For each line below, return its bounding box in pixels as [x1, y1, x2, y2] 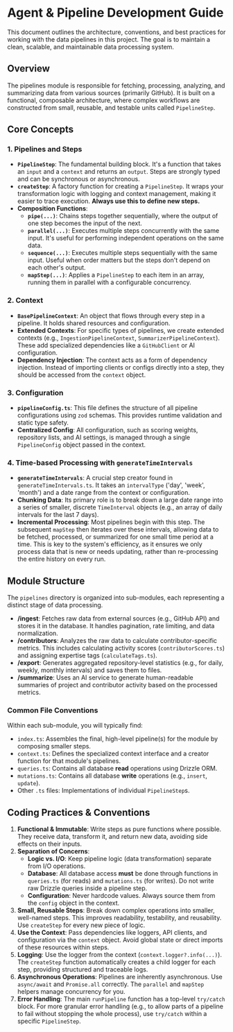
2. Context [7, 295, 44, 305]
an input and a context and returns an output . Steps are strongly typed [17, 167, 221, 176]
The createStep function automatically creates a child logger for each [17, 958, 216, 967]
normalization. [17, 629, 59, 637]
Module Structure [7, 575, 85, 587]
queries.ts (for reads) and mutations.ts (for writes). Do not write [27, 877, 214, 885]
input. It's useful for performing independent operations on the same [27, 234, 224, 243]
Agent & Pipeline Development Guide [7, 5, 224, 21]
